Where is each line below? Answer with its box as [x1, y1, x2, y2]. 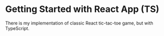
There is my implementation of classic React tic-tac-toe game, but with [5, 20, 153, 26]
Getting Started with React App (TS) [5, 3, 159, 15]
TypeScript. [5, 25, 29, 31]
